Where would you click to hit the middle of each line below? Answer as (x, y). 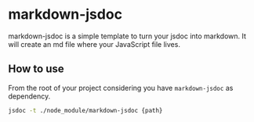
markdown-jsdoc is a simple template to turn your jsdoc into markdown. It (127, 36)
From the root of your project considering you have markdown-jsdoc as (121, 88)
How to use (36, 69)
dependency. (29, 96)
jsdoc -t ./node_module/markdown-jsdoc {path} (85, 110)
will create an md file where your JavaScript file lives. (94, 44)
